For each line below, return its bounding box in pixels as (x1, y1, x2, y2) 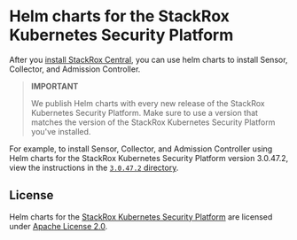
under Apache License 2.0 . (9, 221, 108, 231)
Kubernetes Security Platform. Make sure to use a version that (30, 107, 259, 118)
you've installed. (30, 126, 91, 136)
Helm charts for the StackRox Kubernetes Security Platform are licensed (9, 211, 273, 222)
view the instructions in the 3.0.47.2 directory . (9, 162, 179, 173)
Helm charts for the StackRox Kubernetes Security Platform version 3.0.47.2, (9, 152, 289, 163)
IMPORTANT (30, 81, 79, 91)
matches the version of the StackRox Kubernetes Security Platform (30, 117, 276, 128)
